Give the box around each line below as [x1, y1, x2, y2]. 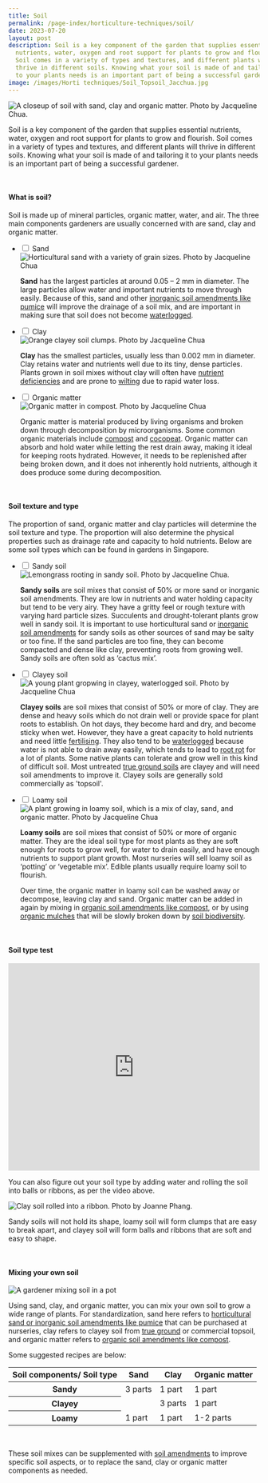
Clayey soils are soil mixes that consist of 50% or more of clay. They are [19, 702, 259, 712]
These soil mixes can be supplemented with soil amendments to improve [8, 1449, 247, 1458]
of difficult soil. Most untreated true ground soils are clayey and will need [19, 761, 260, 771]
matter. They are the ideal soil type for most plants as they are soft [19, 836, 238, 845]
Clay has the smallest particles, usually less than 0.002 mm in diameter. [19, 350, 256, 360]
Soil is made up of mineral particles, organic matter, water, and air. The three [8, 210, 259, 220]
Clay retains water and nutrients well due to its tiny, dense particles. [19, 359, 243, 369]
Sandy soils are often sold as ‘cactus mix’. [19, 653, 157, 662]
